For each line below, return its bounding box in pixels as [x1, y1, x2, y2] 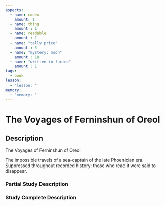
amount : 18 [14, 54, 39, 60]
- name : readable [10, 31, 47, 36]
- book [10, 73, 24, 78]
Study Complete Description [5, 194, 77, 201]
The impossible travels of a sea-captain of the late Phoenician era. [5, 157, 144, 163]
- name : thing [10, 21, 39, 27]
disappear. [5, 168, 27, 174]
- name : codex [10, 12, 39, 17]
